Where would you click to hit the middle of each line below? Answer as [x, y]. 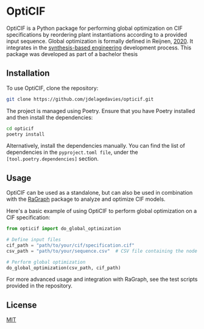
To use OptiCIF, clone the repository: [52, 88]
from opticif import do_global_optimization [64, 229]
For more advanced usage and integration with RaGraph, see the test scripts [102, 280]
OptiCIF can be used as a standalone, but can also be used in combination [100, 193]
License [22, 305]
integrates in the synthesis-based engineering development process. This [99, 48]
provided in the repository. [40, 286]
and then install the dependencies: [50, 117]
